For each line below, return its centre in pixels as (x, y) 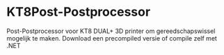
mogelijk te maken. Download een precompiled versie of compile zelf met (112, 38)
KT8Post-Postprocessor (79, 12)
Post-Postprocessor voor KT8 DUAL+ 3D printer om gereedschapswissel (111, 31)
